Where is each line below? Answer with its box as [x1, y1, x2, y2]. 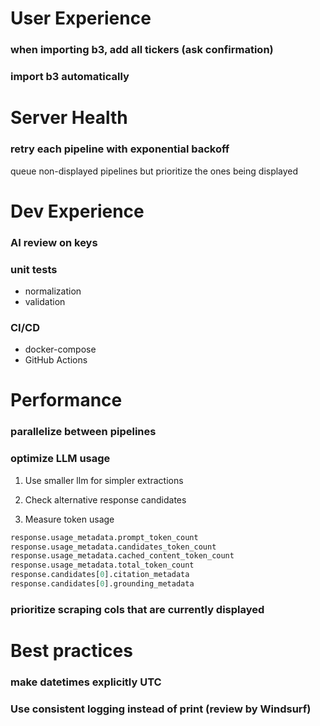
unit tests [10, 262, 58, 276]
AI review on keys [10, 235, 98, 249]
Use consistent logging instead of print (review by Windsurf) [10, 702, 312, 716]
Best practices [10, 639, 133, 662]
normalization [24, 285, 82, 297]
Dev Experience [10, 200, 145, 222]
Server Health [10, 107, 128, 129]
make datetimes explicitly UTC [10, 675, 162, 689]
